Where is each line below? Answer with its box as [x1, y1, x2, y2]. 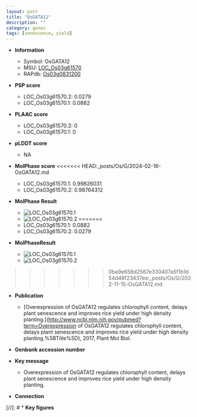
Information [14, 46, 45, 53]
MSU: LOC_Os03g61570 [23, 64, 82, 71]
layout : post [6, 8, 38, 15]
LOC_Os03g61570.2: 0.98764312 [23, 186, 103, 194]
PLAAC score [14, 111, 48, 118]
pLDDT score [14, 140, 48, 147]
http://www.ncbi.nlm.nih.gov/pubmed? [48, 316, 141, 323]
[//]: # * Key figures [6, 404, 54, 411]
